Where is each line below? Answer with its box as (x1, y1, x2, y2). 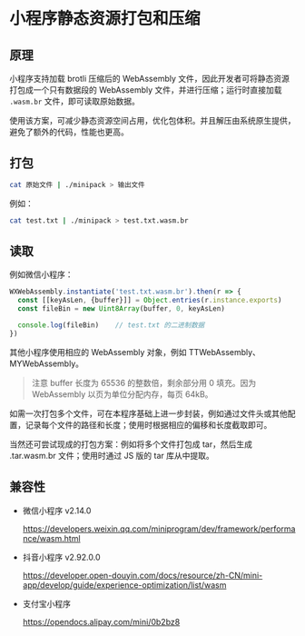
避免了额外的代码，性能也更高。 (9, 126, 129, 137)
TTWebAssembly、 (188, 346, 261, 357)
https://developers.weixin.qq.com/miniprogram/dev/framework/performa (22, 523, 296, 534)
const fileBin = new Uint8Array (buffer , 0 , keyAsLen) (17, 304, 225, 313)
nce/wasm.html (22, 532, 81, 543)
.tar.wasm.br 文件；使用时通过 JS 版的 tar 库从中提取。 (9, 450, 215, 461)
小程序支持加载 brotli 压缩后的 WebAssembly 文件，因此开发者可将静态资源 (9, 74, 290, 84)
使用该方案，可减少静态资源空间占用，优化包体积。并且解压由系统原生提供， (9, 115, 296, 125)
